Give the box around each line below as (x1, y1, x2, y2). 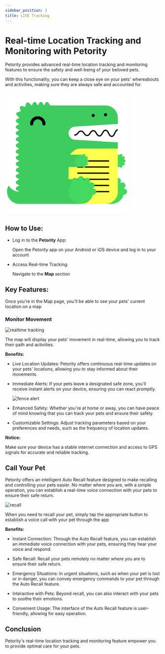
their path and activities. (5, 342, 54, 348)
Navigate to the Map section (12, 271, 70, 277)
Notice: (5, 435, 21, 440)
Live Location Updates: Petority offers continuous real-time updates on (12, 361, 157, 367)
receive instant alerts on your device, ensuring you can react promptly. (12, 386, 156, 392)
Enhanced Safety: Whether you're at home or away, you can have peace (12, 405, 160, 411)
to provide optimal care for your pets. (5, 643, 81, 649)
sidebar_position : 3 (5, 8, 48, 13)
